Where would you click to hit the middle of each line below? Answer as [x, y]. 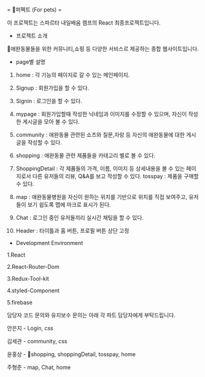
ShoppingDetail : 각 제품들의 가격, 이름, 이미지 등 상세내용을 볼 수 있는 [100, 169]
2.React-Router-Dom [33, 267]
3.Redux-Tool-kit [28, 278]
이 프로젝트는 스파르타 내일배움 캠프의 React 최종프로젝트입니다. [84, 23]
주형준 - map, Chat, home [39, 367]
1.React [16, 255]
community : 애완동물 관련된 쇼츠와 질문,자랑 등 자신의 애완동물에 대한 [100, 135]
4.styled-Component [33, 290]
